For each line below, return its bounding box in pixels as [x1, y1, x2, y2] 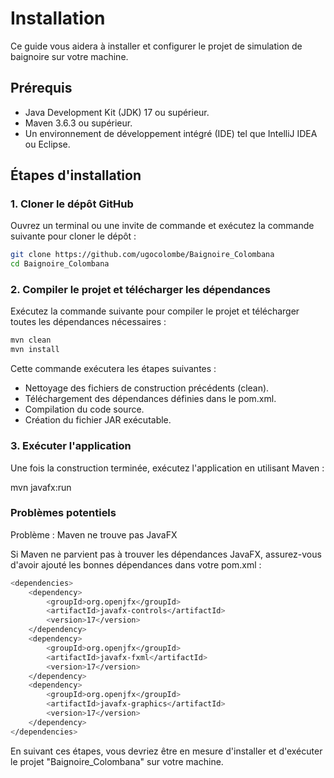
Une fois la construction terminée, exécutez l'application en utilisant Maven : [10, 462, 325, 474]
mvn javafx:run [10, 481, 72, 493]
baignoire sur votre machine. [10, 50, 129, 62]
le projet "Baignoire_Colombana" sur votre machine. [10, 755, 224, 767]
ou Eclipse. [24, 138, 71, 150]
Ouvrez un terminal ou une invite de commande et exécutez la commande [10, 220, 315, 232]
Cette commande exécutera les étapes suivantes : [10, 363, 217, 375]
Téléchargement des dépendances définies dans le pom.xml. [24, 393, 277, 405]
